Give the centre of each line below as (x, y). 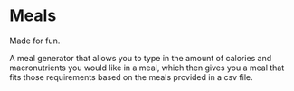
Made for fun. (35, 41)
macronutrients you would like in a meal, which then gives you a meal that (147, 68)
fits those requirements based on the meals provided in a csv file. (131, 77)
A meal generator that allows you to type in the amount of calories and (141, 58)
